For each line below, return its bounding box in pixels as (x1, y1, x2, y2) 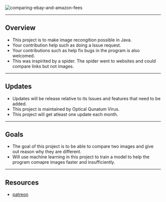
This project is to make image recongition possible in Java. (12, 37, 132, 43)
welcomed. (12, 53, 35, 59)
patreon (12, 192, 29, 198)
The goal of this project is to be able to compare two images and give (12, 143, 154, 149)
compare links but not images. (12, 63, 74, 69)
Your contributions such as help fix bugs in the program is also (12, 47, 140, 53)
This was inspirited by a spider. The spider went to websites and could (12, 58, 156, 64)
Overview (5, 24, 36, 32)
